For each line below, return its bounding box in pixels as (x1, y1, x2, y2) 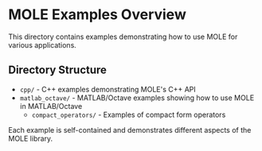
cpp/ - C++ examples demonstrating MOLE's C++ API (19, 84, 197, 94)
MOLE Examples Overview (8, 6, 187, 24)
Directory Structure (8, 64, 108, 77)
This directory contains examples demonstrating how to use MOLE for (8, 32, 238, 41)
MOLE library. (8, 134, 53, 143)
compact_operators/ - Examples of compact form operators (31, 110, 226, 119)
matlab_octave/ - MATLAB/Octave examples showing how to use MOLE (19, 93, 255, 103)
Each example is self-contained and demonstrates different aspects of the (8, 125, 252, 134)
